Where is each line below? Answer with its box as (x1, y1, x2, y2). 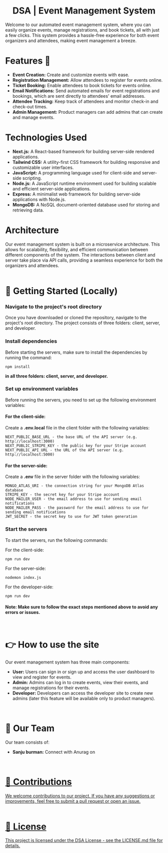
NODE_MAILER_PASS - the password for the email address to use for (5, 505, 149, 511)
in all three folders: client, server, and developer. (5, 373, 108, 379)
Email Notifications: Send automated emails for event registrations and (12, 88, 160, 94)
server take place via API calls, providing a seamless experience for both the (5, 257, 163, 263)
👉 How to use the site (5, 639, 99, 650)
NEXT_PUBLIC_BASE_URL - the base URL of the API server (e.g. (5, 435, 137, 440)
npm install (5, 364, 30, 369)
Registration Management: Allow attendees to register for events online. (12, 77, 163, 83)
